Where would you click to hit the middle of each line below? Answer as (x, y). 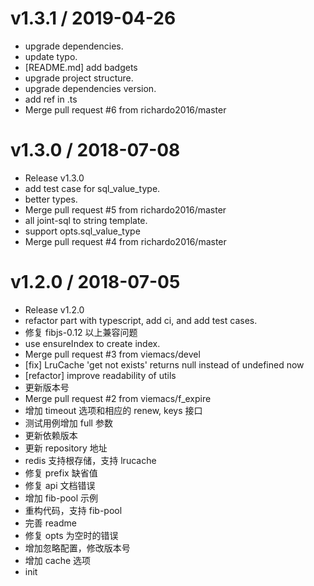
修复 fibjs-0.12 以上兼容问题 (81, 332)
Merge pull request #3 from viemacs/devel (112, 354)
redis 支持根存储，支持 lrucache (90, 460)
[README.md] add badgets (81, 67)
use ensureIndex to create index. (92, 343)
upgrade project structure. (79, 78)
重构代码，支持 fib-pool (73, 510)
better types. (51, 199)
